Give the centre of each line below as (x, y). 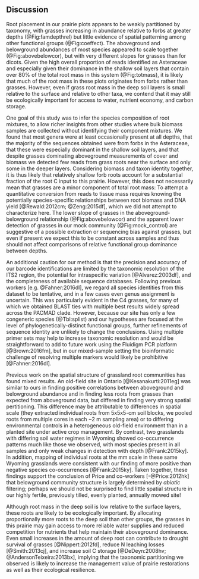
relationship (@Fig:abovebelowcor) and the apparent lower (112, 219)
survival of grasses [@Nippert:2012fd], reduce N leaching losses (85, 544)
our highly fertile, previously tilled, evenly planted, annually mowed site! (94, 495)
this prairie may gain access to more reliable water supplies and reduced (95, 525)
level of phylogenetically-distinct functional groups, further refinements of (97, 325)
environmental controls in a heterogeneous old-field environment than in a (97, 425)
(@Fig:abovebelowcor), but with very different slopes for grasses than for (96, 55)
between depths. (27, 251)
